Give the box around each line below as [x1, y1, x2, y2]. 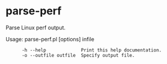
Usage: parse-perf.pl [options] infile [5, 35, 94, 42]
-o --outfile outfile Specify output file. [21, 52, 135, 58]
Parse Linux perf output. [5, 24, 66, 31]
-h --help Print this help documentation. [21, 47, 162, 53]
